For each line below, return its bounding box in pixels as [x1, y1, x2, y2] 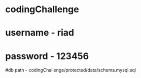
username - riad [5, 27, 75, 39]
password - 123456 [5, 50, 89, 62]
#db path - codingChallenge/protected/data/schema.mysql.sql [5, 67, 136, 73]
